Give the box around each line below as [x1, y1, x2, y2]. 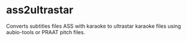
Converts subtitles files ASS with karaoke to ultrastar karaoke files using [6, 23, 181, 29]
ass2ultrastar [6, 3, 74, 17]
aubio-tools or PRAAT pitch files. [6, 28, 86, 35]
